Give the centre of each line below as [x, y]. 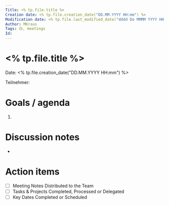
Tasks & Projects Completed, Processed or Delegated [68, 191]
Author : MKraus [21, 24]
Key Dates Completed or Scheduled [50, 197]
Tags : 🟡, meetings [25, 29]
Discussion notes [43, 137]
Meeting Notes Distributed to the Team [53, 186]
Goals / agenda [38, 103]
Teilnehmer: [18, 82]
